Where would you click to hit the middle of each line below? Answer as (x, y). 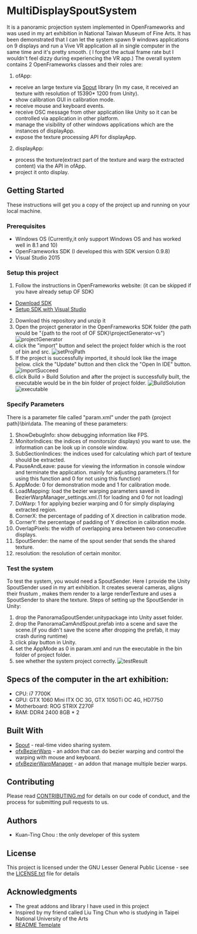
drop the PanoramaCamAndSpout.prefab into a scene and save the (96, 623)
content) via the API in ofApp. (51, 166)
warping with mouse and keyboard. (58, 757)
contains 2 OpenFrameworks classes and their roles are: (75, 64)
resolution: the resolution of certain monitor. (68, 553)
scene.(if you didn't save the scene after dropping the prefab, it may (98, 630)
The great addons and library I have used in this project (82, 906)
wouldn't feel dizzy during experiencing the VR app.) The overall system (94, 58)
